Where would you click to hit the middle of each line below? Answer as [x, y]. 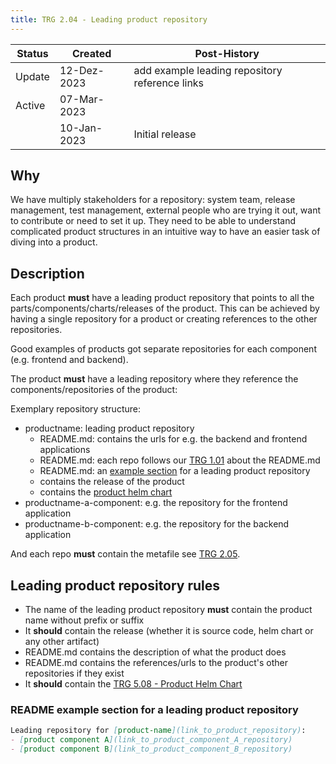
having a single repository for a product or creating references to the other [164, 319]
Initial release [165, 134]
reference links [169, 83]
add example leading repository [208, 70]
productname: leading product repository [109, 428]
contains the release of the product [112, 482]
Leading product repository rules [115, 585]
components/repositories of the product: [94, 390]
